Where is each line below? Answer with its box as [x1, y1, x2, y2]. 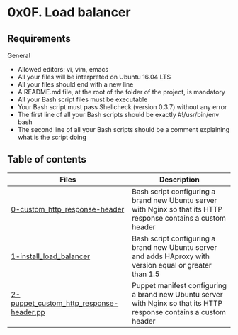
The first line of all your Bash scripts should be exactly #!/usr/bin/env [17, 111, 220, 119]
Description [159, 175, 200, 185]
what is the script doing [17, 133, 87, 141]
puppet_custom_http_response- [11, 298, 119, 308]
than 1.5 [132, 269, 160, 279]
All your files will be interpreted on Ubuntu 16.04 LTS [17, 72, 171, 81]
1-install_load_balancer [11, 251, 91, 261]
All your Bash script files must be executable [17, 95, 148, 104]
